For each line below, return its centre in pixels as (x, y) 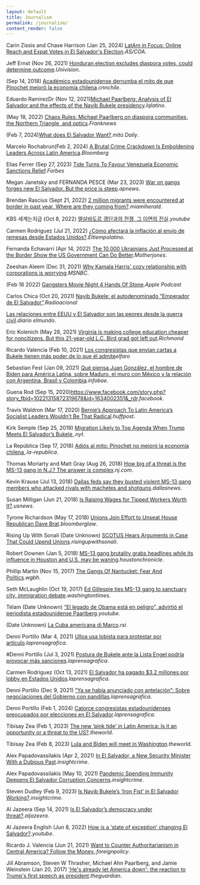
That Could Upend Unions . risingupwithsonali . (62, 542)
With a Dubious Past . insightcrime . (48, 762)
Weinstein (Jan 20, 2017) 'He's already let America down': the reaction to (96, 869)
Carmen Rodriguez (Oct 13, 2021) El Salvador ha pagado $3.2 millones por (98, 672)
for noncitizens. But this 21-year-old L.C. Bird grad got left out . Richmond (95, 339)
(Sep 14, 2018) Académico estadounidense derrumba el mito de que (90, 81)
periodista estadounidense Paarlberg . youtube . (63, 613)
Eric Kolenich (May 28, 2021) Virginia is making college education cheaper (98, 332)
